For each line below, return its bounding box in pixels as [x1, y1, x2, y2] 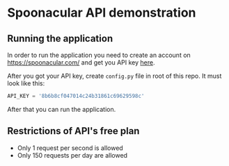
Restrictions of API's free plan [7, 125, 140, 137]
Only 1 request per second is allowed [17, 144, 123, 152]
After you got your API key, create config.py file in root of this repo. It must [7, 72, 222, 80]
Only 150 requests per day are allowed [17, 151, 127, 159]
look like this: [7, 79, 45, 88]
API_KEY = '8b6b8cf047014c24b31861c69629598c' [7, 92, 145, 99]
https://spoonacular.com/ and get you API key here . [7, 58, 155, 67]
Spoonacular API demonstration [7, 5, 196, 21]
